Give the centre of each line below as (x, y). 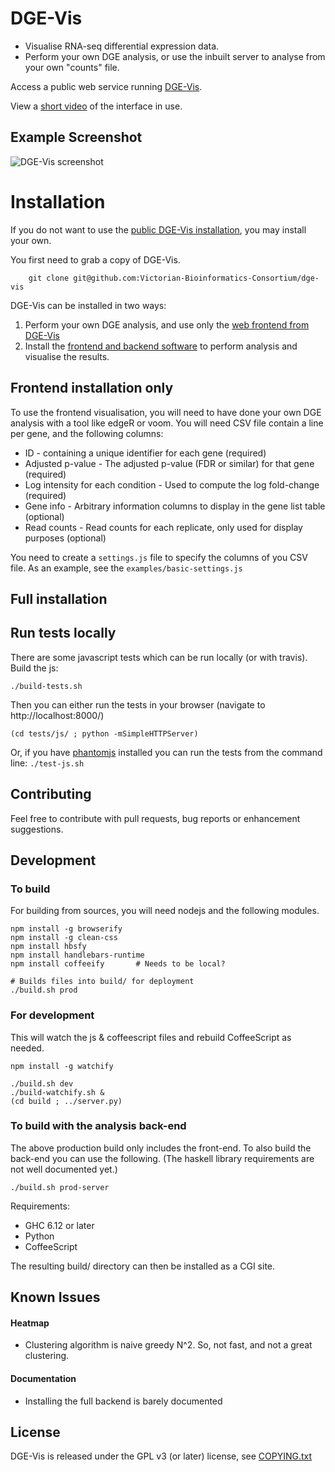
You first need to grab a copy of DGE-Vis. (95, 259)
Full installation (59, 598)
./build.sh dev (42, 1083)
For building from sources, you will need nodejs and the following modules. (165, 911)
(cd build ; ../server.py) (66, 1101)
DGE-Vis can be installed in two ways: (88, 305)
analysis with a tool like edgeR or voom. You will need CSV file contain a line (167, 423)
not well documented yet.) (64, 1169)
